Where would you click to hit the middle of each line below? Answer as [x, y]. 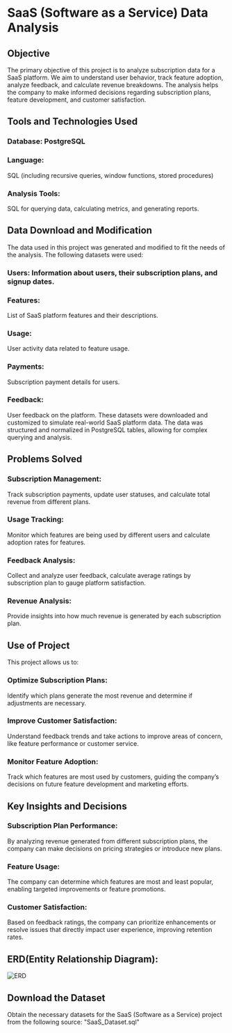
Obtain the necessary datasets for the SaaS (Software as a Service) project [115, 1015]
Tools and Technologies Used [72, 122]
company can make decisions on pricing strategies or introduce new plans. [115, 848]
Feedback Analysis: [41, 560]
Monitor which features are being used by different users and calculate [109, 535]
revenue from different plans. [49, 502]
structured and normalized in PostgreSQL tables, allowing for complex [107, 429]
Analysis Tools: [34, 193]
